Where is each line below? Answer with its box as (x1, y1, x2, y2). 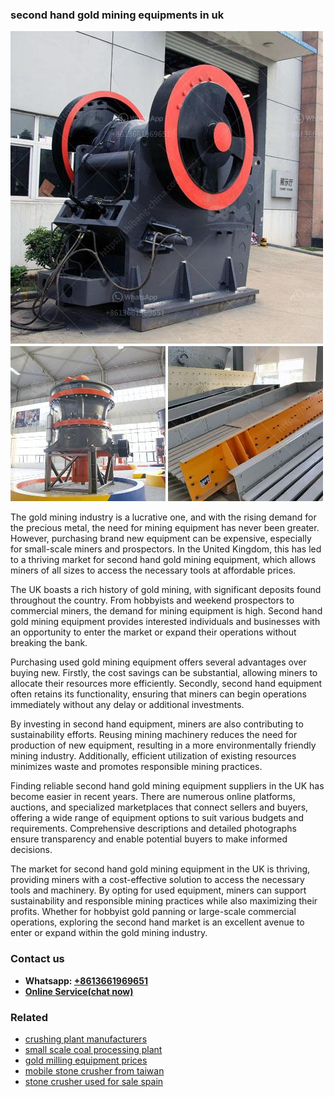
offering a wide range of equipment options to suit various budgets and (10, 812, 305, 824)
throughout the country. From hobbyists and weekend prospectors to (10, 594, 295, 607)
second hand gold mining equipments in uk (10, 8, 225, 22)
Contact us (10, 952, 65, 966)
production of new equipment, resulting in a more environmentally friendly (10, 739, 317, 752)
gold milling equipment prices (24, 1054, 148, 1066)
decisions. (10, 844, 53, 856)
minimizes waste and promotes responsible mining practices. (10, 761, 263, 773)
